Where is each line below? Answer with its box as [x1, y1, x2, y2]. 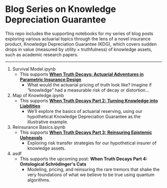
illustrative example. [27, 118, 69, 125]
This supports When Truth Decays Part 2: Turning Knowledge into [19, 97, 158, 103]
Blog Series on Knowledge [5, 3, 116, 15]
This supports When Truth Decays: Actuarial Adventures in [19, 71, 144, 77]
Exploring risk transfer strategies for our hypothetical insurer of [27, 140, 157, 146]
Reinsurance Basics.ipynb [12, 124, 66, 130]
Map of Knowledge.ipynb [12, 92, 64, 98]
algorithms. [27, 177, 51, 183]
